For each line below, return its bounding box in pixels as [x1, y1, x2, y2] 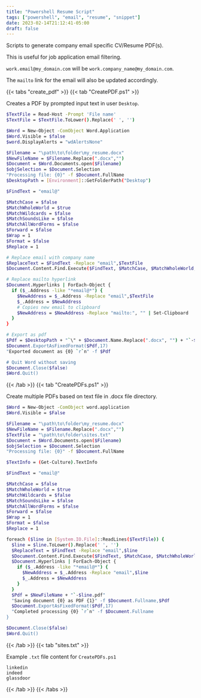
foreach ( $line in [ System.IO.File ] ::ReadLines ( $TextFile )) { [6, 536, 165, 542]
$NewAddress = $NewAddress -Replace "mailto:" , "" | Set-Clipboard [17, 309, 188, 316]
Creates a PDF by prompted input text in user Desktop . [6, 100, 139, 107]
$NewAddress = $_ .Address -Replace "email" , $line [22, 570, 148, 576]
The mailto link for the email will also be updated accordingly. [6, 77, 159, 84]
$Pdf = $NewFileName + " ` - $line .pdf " [11, 592, 106, 598]
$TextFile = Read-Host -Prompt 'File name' [6, 111, 117, 117]
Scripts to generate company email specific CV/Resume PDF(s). [6, 42, 164, 49]
